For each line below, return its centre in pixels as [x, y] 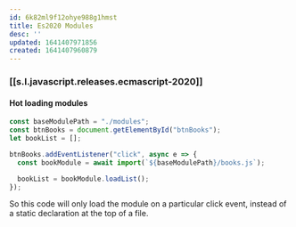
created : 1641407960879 [53, 51]
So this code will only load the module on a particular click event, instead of [148, 204]
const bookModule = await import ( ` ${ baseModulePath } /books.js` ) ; [141, 162]
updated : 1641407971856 [53, 42]
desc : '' [25, 34]
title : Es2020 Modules [51, 26]
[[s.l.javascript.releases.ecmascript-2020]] [106, 82]
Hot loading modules [49, 102]
